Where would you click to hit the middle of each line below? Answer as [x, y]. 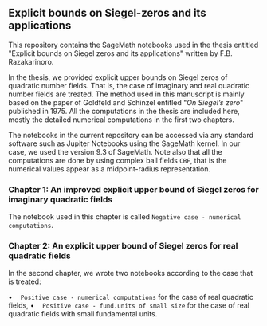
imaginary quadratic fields [61, 199]
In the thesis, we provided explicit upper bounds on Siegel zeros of [118, 77]
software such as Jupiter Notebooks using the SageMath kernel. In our [124, 143]
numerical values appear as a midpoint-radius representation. [110, 169]
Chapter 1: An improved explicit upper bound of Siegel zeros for [133, 189]
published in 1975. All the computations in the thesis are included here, [124, 111]
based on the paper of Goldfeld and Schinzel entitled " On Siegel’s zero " [126, 102]
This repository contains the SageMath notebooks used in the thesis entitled [133, 45]
